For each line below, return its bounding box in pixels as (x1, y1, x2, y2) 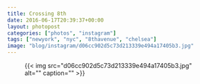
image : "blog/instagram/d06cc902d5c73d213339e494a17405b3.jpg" (7, 42, 194, 49)
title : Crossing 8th (7, 10, 67, 17)
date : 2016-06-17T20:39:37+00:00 (7, 17, 104, 24)
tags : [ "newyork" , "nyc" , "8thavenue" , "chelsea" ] (7, 36, 157, 43)
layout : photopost (7, 23, 60, 30)
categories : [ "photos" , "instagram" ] (7, 29, 117, 37)
